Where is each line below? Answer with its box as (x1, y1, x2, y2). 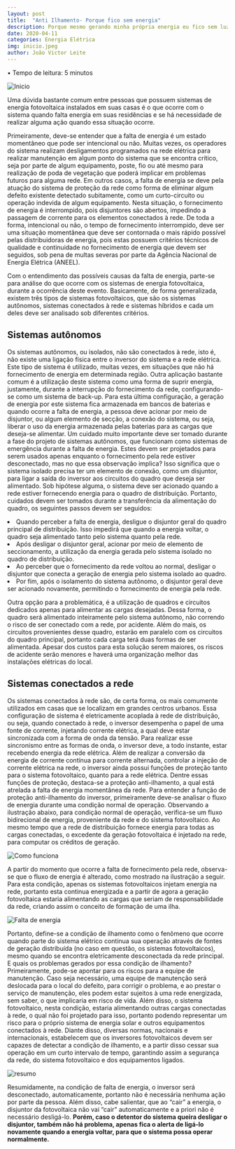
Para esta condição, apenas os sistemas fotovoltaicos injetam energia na (7, 879, 218, 888)
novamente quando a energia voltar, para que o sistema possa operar (7, 1127, 213, 1136)
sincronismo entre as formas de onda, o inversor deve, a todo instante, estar (7, 741, 227, 749)
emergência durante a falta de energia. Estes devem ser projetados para (7, 444, 216, 452)
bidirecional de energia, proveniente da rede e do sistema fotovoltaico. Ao (7, 815, 220, 823)
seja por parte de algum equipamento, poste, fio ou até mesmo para (7, 161, 204, 169)
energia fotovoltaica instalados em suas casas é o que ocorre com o (7, 103, 204, 111)
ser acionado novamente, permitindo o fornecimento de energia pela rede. (7, 584, 222, 592)
